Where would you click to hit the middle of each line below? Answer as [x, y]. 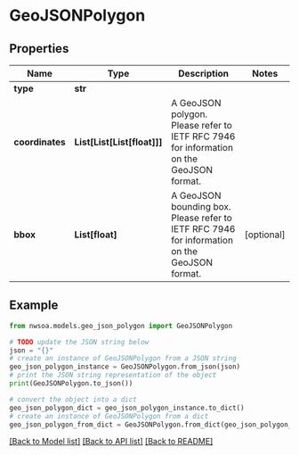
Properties [39, 49]
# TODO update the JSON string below [79, 342]
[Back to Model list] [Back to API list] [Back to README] [111, 442]
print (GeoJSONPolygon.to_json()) [71, 384]
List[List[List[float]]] [118, 142]
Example [34, 306]
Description [203, 74]
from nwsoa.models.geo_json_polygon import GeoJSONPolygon [121, 326]
